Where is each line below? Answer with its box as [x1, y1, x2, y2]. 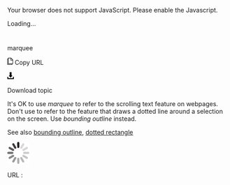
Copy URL [14, 59, 44, 67]
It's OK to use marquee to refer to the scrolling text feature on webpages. [7, 100, 219, 108]
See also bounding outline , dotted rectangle [7, 128, 134, 137]
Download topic [7, 87, 53, 95]
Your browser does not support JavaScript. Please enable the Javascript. [7, 6, 218, 14]
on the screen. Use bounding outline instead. [7, 114, 137, 123]
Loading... [7, 20, 36, 27]
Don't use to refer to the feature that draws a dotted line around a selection [7, 108, 224, 116]
